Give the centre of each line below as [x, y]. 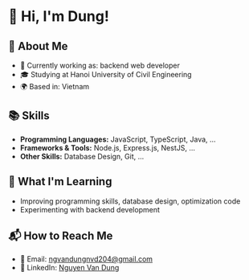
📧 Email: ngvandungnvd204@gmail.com [86, 259]
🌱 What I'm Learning [60, 181]
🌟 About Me [38, 46]
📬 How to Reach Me [61, 236]
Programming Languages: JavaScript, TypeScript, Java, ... [118, 139]
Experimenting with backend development [90, 209]
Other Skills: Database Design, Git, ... [82, 156]
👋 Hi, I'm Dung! [59, 16]
